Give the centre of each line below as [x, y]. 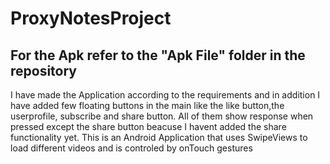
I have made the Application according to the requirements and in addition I [165, 95]
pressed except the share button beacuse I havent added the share [148, 126]
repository [44, 70]
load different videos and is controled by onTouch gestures [131, 148]
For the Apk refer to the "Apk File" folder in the [158, 55]
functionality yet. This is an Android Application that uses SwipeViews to [159, 137]
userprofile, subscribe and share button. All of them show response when [162, 116]
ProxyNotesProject [91, 18]
